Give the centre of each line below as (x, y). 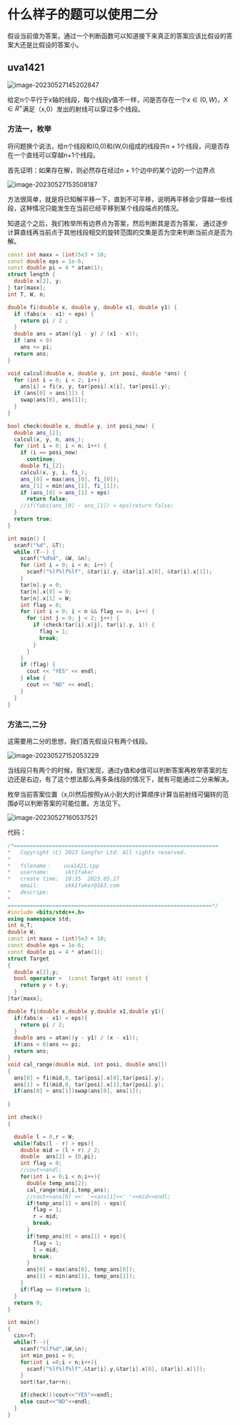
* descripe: (29, 892)
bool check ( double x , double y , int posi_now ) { (81, 426)
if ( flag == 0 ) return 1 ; (56, 1289)
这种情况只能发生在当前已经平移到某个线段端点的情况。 (101, 208)
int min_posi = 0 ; (47, 1355)
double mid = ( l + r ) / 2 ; (60, 1150)
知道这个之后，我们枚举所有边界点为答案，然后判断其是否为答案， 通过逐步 (118, 223)
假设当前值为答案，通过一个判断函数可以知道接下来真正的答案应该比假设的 (117, 36)
